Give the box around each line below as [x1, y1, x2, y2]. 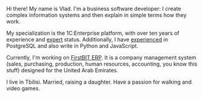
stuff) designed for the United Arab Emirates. [6, 67, 119, 74]
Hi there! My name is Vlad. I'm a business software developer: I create [6, 5, 182, 12]
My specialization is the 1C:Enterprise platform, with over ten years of [6, 29, 180, 37]
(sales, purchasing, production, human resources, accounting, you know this [6, 60, 198, 67]
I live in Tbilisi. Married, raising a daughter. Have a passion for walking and [6, 78, 192, 85]
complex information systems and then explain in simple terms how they [6, 11, 187, 19]
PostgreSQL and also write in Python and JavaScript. [6, 42, 138, 49]
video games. [6, 85, 41, 92]
